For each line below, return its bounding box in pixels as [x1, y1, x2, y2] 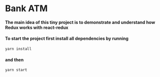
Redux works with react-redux [5, 24, 69, 30]
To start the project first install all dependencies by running [5, 36, 129, 41]
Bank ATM [5, 3, 48, 14]
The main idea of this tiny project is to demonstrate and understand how [5, 19, 156, 25]
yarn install [5, 46, 32, 51]
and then [5, 57, 24, 62]
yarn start [5, 68, 27, 73]
